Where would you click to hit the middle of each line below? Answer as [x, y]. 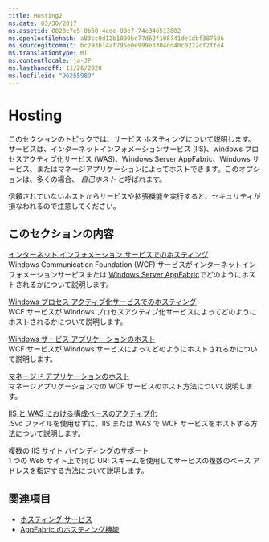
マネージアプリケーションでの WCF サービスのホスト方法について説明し [127, 386]
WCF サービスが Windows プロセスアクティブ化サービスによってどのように [132, 312]
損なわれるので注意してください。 [64, 206]
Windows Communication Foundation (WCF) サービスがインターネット [125, 265]
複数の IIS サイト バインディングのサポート [79, 450]
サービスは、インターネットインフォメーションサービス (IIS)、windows [126, 149]
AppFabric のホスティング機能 [69, 530]
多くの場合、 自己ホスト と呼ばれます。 [101, 179]
